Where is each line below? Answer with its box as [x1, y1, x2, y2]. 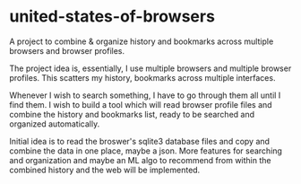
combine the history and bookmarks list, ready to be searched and [9, 109, 255, 119]
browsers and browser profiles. [9, 45, 125, 56]
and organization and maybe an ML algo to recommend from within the [9, 154, 271, 165]
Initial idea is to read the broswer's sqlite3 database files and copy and [9, 136, 271, 146]
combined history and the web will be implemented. [9, 164, 201, 175]
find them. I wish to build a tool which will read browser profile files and [9, 99, 272, 110]
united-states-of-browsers [9, 6, 215, 27]
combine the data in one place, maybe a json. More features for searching [9, 145, 282, 156]
